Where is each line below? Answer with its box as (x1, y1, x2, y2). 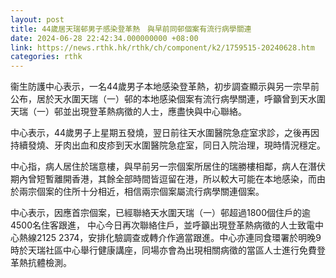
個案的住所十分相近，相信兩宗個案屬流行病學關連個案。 (36, 186, 265, 198)
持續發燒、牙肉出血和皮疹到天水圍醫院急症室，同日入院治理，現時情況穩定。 (10, 139, 326, 151)
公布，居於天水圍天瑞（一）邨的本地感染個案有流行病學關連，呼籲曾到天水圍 (10, 93, 326, 105)
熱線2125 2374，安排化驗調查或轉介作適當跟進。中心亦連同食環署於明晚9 (18, 232, 322, 244)
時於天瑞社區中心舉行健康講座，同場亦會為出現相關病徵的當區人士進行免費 (10, 244, 317, 256)
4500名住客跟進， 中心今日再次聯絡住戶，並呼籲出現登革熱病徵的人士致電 (10, 219, 315, 231)
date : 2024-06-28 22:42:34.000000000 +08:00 (10, 33, 199, 43)
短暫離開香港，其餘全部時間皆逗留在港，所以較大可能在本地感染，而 (36, 173, 317, 185)
